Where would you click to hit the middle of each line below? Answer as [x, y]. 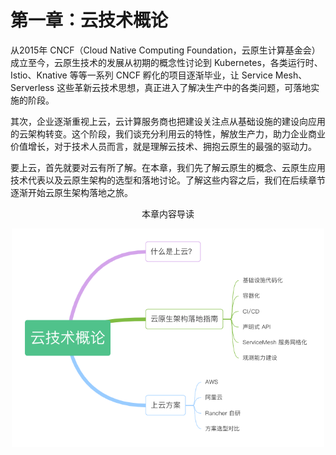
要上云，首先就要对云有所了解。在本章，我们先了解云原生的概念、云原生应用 [168, 167]
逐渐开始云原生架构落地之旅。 [71, 192]
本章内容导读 [168, 213]
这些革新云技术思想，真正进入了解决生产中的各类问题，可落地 [184, 87]
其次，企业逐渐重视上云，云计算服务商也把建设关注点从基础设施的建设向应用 [168, 121]
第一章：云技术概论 [89, 20]
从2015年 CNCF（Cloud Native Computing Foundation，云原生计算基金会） [165, 50]
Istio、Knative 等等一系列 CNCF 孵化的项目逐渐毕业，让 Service [141, 75]
